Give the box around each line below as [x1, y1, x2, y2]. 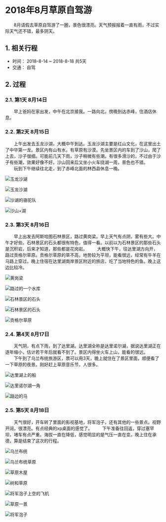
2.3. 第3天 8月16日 [5, 221, 49, 228]
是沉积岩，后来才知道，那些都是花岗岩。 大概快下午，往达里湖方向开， [5, 246, 158, 252]
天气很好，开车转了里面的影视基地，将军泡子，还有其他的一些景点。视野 [13, 419, 161, 425]
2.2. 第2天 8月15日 [5, 129, 49, 135]
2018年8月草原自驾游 [5, 4, 92, 16]
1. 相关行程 [5, 44, 38, 53]
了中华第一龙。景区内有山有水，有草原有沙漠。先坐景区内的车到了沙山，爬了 [5, 147, 161, 153]
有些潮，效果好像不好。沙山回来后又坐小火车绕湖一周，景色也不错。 [9, 159, 148, 165]
